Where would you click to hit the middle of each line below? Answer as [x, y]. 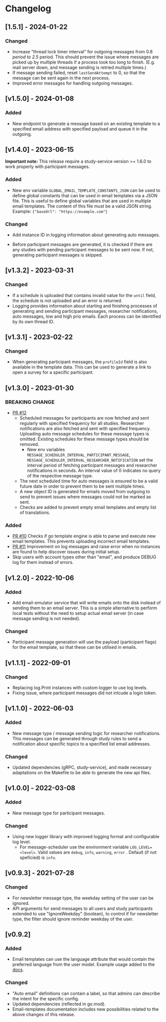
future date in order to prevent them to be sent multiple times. [82, 486]
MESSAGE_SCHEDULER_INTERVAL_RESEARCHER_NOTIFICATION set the [90, 460]
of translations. [35, 512]
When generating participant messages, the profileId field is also [80, 362]
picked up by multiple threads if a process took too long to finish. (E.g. [84, 62]
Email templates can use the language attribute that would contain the [83, 959]
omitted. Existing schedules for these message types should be [84, 439]
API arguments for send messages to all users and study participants [83, 908]
